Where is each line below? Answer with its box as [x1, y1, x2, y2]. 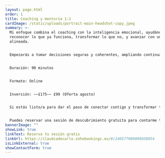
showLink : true [5, 127, 36, 132]
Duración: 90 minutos [9, 65, 54, 70]
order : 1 [5, 12, 23, 17]
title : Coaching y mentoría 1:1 [5, 16, 71, 21]
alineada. [9, 39, 29, 44]
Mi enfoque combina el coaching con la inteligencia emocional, [9, 30, 144, 35]
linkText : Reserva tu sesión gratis [5, 132, 80, 136]
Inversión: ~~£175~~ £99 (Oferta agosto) [9, 92, 96, 97]
